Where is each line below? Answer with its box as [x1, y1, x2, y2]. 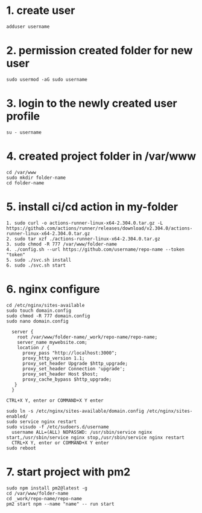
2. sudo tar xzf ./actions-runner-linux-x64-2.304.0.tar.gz [6, 236, 161, 242]
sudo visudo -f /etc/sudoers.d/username [6, 424, 110, 430]
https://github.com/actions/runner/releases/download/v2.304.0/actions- [6, 225, 193, 231]
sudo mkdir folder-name [6, 175, 66, 181]
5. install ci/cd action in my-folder [6, 200, 178, 213]
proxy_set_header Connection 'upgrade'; [22, 366, 125, 372]
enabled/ [6, 413, 28, 419]
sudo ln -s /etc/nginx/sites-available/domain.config [6, 408, 145, 414]
